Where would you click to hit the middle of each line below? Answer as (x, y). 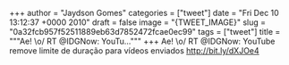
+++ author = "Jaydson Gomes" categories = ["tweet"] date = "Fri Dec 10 (144, 13)
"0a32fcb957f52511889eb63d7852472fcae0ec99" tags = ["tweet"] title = (145, 32)
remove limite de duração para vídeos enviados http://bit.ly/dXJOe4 (134, 51)
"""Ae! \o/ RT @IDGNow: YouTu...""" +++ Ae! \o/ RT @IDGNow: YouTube (142, 41)
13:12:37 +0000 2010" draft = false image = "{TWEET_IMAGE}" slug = (138, 22)
